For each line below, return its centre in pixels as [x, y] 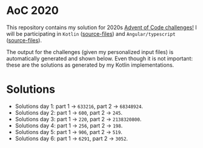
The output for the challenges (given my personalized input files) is [90, 52]
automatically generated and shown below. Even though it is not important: [99, 58]
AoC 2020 [32, 11]
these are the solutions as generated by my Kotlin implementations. [90, 65]
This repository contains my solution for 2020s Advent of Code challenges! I [101, 27]
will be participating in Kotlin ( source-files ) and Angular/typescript [91, 33]
